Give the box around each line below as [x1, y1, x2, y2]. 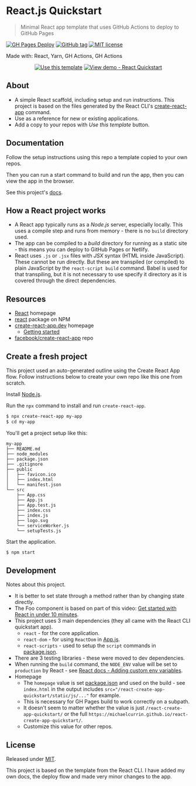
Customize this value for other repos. [23, 723, 113, 730]
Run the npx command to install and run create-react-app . [6, 402, 146, 409]
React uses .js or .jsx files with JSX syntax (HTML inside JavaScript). [14, 252, 185, 259]
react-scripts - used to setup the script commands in [23, 642, 156, 649]
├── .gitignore [6, 461, 43, 467]
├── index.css [16, 507, 51, 513]
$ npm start [6, 549, 35, 555]
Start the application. [6, 538, 57, 545]
